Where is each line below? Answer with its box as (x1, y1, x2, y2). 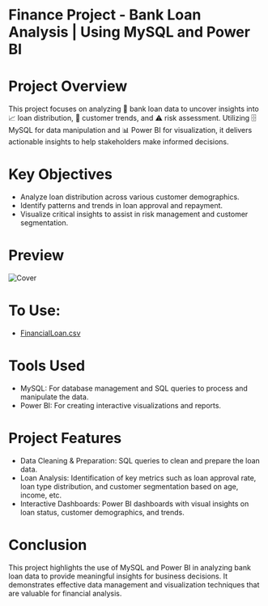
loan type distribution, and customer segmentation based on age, (19, 481, 239, 491)
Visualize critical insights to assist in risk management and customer (19, 209, 249, 220)
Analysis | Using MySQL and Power (8, 23, 251, 41)
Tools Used (8, 356, 86, 375)
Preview (8, 246, 65, 265)
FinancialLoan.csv (19, 328, 81, 338)
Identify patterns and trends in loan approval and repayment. (19, 201, 223, 211)
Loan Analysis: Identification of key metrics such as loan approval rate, (19, 472, 257, 483)
